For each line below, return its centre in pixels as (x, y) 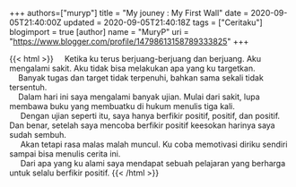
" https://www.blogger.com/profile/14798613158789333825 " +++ (129, 41)
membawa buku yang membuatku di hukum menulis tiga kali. (122, 106)
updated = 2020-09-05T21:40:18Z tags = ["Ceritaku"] (163, 22)
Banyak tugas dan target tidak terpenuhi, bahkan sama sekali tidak (141, 78)
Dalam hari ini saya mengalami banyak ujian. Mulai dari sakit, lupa (139, 97)
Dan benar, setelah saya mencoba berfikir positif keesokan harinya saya (142, 125)
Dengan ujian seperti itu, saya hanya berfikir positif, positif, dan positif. (150, 116)
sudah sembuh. (38, 135)
